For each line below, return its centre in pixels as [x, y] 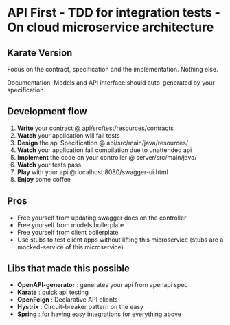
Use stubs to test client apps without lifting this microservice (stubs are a [120, 240]
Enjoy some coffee [44, 179]
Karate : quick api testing [53, 292]
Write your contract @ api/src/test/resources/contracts [95, 128]
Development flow [47, 112]
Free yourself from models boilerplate [70, 224]
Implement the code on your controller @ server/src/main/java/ [107, 157]
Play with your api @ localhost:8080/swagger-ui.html [92, 172]
